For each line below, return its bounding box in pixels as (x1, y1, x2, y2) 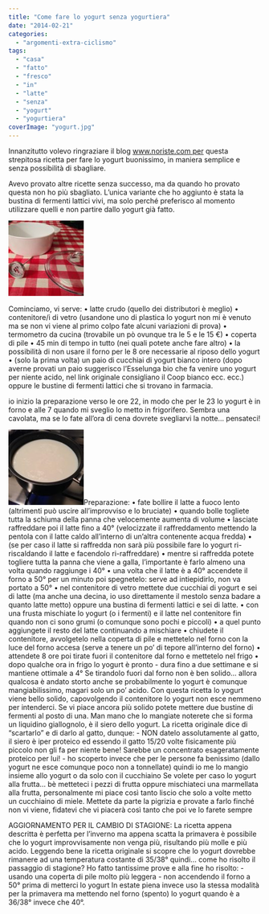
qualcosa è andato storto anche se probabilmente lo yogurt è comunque (8, 677, 247, 687)
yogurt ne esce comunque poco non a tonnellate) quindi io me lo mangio (8, 762, 249, 772)
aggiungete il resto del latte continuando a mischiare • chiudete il (8, 625, 224, 635)
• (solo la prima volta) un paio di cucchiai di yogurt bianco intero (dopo (8, 355, 243, 365)
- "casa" (15, 55, 45, 64)
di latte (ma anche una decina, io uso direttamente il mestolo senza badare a (8, 592, 261, 600)
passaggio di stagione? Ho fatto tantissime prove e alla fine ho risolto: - (8, 863, 244, 872)
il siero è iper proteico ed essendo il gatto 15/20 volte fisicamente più (8, 736, 237, 746)
